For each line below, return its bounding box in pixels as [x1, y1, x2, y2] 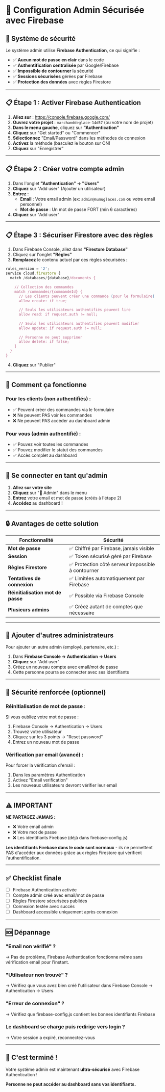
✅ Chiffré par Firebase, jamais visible [69, 545, 154, 551]
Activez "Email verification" [12, 777, 68, 783]
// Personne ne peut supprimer [18, 335, 83, 340]
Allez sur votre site [12, 484, 52, 490]
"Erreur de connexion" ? [5, 1000, 65, 1007]
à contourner [69, 567, 99, 573]
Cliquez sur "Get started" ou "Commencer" [12, 130, 101, 135]
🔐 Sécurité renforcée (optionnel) [5, 688, 106, 696]
